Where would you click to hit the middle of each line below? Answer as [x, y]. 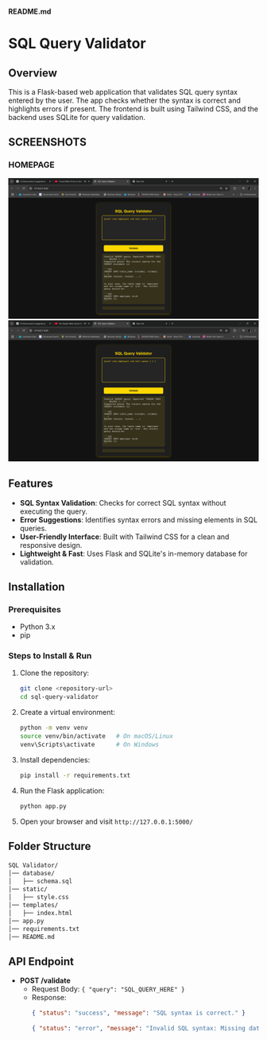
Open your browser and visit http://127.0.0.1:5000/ [106, 821]
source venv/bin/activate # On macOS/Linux [96, 736]
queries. [33, 528]
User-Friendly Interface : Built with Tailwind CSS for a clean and [124, 537]
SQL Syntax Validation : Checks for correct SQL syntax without [123, 503]
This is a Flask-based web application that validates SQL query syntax [123, 92]
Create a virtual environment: [67, 712]
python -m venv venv [54, 728]
